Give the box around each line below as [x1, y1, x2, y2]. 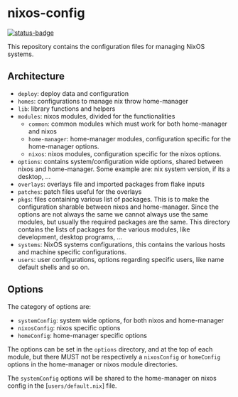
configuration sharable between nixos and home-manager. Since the [17, 202, 219, 211]
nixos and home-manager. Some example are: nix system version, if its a [17, 165, 231, 173]
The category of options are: [7, 302, 91, 310]
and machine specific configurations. [17, 247, 126, 256]
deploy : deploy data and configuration [17, 89, 129, 97]
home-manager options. [28, 142, 99, 151]
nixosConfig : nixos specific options [17, 323, 121, 332]
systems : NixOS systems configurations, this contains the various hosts [17, 240, 226, 249]
